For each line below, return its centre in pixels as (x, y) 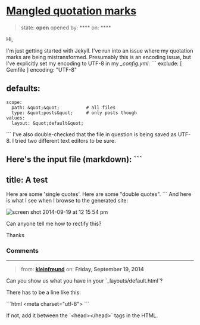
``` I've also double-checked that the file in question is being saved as (91, 134)
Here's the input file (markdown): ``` (74, 160)
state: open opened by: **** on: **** (66, 27)
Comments (22, 250)
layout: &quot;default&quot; (48, 123)
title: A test (27, 180)
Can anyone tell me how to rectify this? (54, 223)
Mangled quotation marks (71, 11)
